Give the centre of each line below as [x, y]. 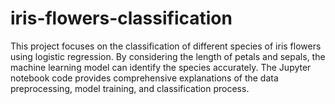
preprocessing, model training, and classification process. [130, 88]
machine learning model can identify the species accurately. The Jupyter [161, 67]
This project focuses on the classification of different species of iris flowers [166, 46]
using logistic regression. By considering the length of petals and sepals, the [168, 56]
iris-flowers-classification [121, 18]
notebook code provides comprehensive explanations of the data [144, 78]
